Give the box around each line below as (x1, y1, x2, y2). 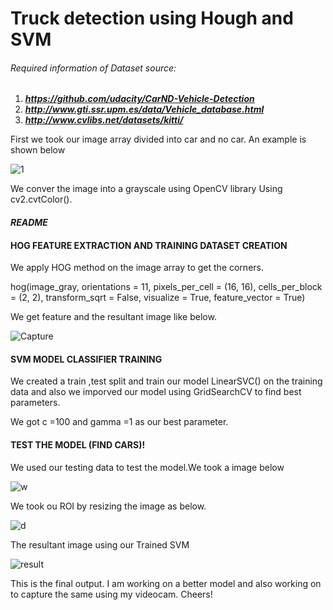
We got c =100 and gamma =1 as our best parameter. (10, 416, 229, 428)
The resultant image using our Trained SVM (10, 538, 190, 551)
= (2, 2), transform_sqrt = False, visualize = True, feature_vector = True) (10, 292, 306, 304)
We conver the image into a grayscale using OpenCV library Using (10, 183, 283, 195)
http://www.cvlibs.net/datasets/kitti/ (24, 114, 184, 126)
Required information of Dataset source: (10, 62, 177, 74)
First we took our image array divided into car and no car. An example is (10, 133, 307, 146)
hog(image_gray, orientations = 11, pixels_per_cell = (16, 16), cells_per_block (10, 281, 323, 293)
